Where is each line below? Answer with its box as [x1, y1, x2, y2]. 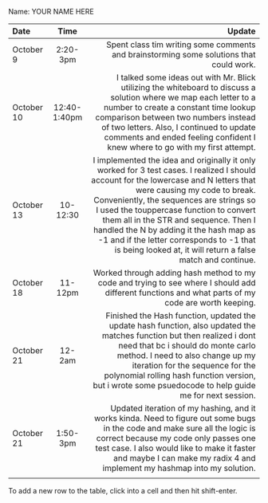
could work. [211, 59, 256, 70]
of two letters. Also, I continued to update [100, 122, 256, 132]
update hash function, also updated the [108, 320, 256, 331]
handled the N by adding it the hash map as [93, 225, 256, 235]
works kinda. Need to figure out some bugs [94, 413, 256, 423]
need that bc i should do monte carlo [118, 340, 256, 351]
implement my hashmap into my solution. [102, 462, 256, 474]
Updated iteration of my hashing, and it [110, 403, 256, 414]
